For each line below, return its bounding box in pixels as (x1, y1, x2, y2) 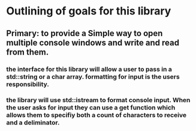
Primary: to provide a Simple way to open (6, 28, 163, 38)
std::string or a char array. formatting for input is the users (6, 72, 180, 81)
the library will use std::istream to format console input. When (6, 96, 191, 105)
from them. (6, 47, 49, 57)
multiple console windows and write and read (6, 37, 180, 47)
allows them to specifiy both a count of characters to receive (6, 111, 187, 120)
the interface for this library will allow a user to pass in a (6, 65, 173, 73)
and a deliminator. (6, 118, 60, 127)
